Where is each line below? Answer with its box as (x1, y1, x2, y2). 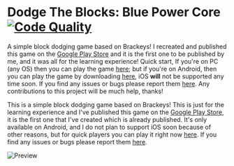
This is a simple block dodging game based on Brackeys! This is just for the (7, 100, 225, 109)
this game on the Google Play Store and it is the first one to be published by (7, 50, 225, 58)
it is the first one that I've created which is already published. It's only (7, 115, 207, 123)
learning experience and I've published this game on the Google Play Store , (7, 108, 225, 116)
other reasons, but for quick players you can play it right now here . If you (7, 130, 217, 139)
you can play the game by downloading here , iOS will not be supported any (7, 71, 225, 81)
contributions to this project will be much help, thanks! (7, 87, 163, 95)
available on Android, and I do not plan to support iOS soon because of (7, 123, 212, 131)
